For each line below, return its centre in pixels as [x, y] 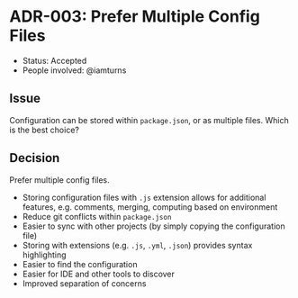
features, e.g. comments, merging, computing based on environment [150, 207]
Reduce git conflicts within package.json [97, 216]
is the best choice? [44, 130]
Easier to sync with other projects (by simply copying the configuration [154, 226]
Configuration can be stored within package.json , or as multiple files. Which [149, 120]
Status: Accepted [54, 60]
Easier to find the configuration [80, 264]
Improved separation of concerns [84, 283]
